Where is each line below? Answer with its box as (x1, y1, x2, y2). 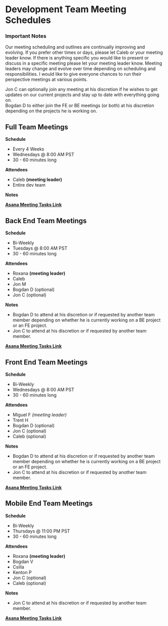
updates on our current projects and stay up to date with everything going (5, 92, 159, 98)
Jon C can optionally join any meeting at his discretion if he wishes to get (5, 86, 158, 93)
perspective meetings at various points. (5, 76, 88, 82)
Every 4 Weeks (12, 146, 45, 152)
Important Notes (5, 33, 47, 40)
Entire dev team (12, 182, 46, 188)
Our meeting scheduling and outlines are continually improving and (5, 44, 145, 50)
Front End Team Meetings (5, 357, 88, 367)
